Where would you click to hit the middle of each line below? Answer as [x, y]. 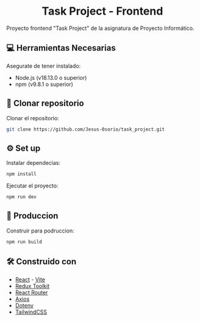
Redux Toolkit [32, 286]
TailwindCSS [31, 312]
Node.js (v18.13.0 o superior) [51, 78]
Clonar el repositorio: [33, 118]
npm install [21, 174]
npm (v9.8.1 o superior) [44, 84]
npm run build [24, 242]
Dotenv [24, 305]
